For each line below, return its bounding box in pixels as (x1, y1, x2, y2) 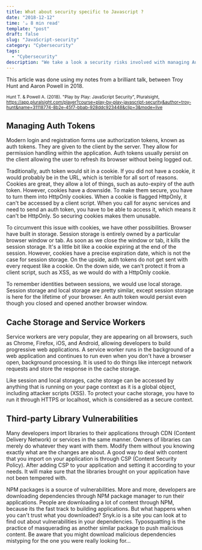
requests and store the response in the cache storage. (6, 365, 141, 372)
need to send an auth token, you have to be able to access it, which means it (6, 206, 196, 213)
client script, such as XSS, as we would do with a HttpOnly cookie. (6, 269, 171, 276)
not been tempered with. (6, 474, 67, 481)
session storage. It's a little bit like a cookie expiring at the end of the (6, 243, 177, 251)
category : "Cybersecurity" (6, 43, 74, 49)
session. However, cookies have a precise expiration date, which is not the (6, 249, 191, 257)
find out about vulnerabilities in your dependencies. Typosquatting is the (6, 517, 186, 525)
